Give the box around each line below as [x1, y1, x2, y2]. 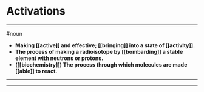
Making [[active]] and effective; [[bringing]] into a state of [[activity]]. [15, 41, 195, 49]
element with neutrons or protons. [15, 54, 104, 62]
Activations [6, 4, 66, 18]
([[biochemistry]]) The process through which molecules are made [15, 61, 188, 68]
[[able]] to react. [15, 67, 58, 74]
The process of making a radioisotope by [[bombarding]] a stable [15, 48, 183, 55]
